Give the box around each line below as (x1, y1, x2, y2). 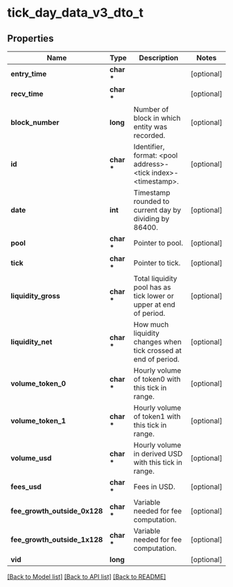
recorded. (133, 130, 166, 140)
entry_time (10, 69, 47, 78)
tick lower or (133, 291, 175, 300)
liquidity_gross (10, 291, 60, 300)
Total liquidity (133, 274, 178, 283)
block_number (10, 118, 60, 127)
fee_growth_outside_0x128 (10, 507, 103, 516)
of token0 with (133, 375, 181, 384)
